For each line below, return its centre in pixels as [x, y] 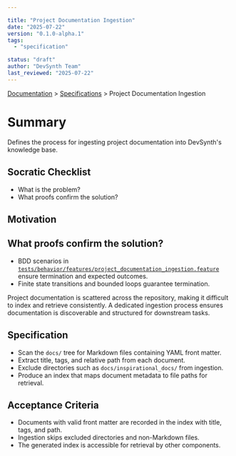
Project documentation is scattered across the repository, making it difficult [118, 297]
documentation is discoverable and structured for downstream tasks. [109, 312]
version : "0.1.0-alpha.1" [46, 34]
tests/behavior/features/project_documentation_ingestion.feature [118, 269]
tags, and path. [40, 430]
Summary [37, 122]
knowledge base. [33, 149]
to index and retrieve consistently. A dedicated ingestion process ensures [115, 305]
